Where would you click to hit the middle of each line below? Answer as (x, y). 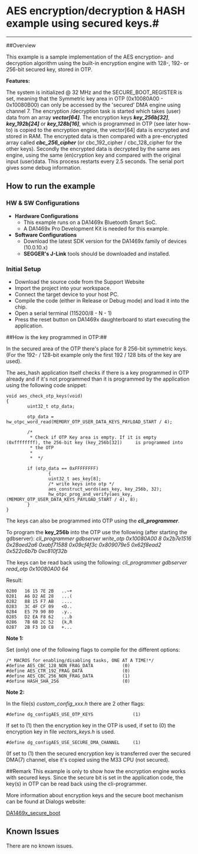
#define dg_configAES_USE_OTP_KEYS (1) (74, 714)
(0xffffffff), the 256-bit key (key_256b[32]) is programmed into (95, 442)
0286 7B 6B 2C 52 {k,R (39, 622)
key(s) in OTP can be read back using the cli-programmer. (77, 784)
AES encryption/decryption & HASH (96, 11)
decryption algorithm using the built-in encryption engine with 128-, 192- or (98, 63)
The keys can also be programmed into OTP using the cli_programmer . (93, 521)
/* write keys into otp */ (81, 484)
